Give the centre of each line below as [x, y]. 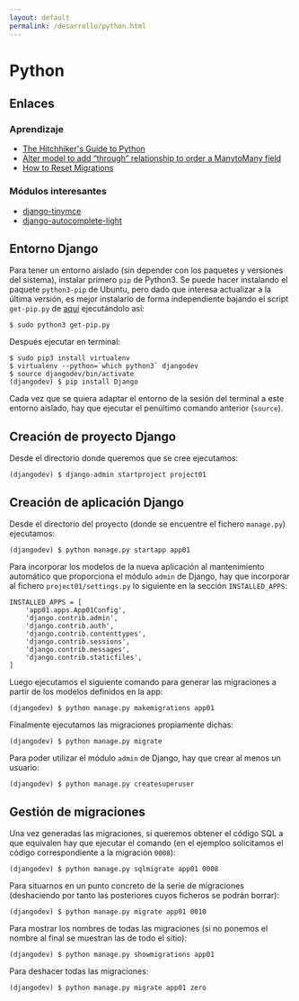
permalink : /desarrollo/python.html [78, 26]
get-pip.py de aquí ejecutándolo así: [77, 309]
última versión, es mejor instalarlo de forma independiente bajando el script [149, 299]
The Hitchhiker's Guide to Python [84, 149]
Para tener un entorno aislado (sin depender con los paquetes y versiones [146, 270]
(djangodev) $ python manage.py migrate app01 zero [108, 987]
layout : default [40, 18]
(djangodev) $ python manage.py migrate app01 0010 [108, 911]
